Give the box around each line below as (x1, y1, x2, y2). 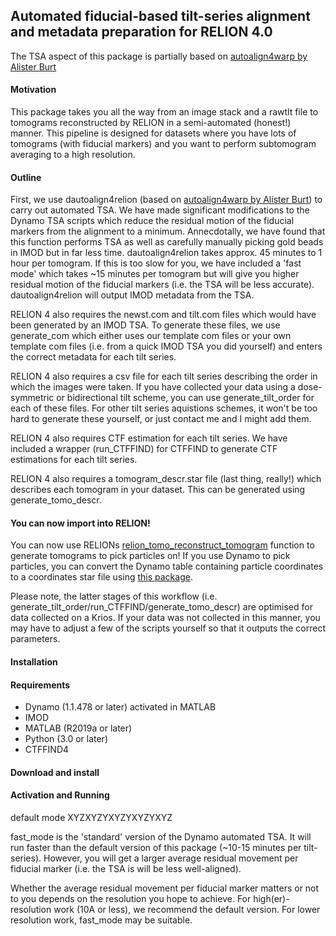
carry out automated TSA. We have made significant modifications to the (10, 204, 310, 216)
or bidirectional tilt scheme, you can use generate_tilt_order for (56, 392, 315, 404)
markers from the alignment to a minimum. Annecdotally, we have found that (10, 225, 326, 238)
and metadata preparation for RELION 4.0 (10, 24, 273, 41)
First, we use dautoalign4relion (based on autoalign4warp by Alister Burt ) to (10, 194, 323, 206)
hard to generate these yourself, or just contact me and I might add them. (10, 413, 312, 425)
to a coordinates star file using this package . (10, 571, 193, 583)
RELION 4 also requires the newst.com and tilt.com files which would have (10, 309, 317, 321)
